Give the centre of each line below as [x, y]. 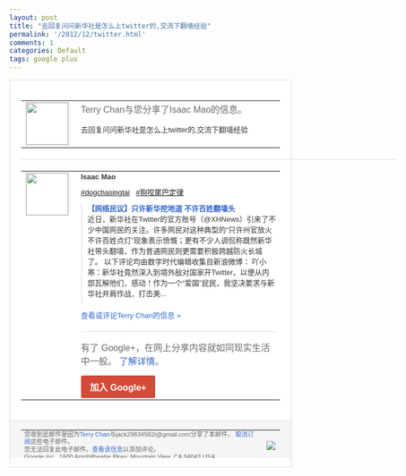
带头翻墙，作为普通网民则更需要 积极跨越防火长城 [178, 251]
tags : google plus [43, 59]
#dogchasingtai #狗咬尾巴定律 [132, 192]
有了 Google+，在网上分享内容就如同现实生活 [175, 348]
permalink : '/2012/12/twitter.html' [78, 34]
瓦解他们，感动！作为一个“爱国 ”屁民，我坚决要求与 [181, 283]
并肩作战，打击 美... [134, 293]
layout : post [34, 17]
